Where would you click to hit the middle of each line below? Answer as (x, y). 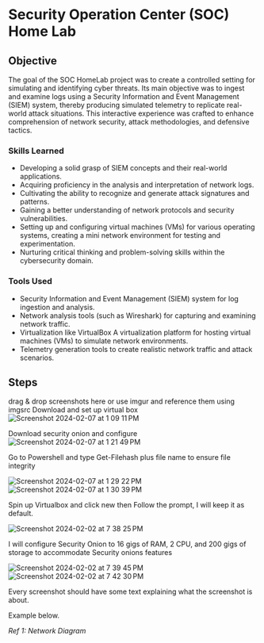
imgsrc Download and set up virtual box (73, 410)
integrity (22, 466)
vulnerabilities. (44, 219)
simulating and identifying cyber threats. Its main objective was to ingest (126, 88)
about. (19, 600)
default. (21, 514)
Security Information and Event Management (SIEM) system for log (129, 298)
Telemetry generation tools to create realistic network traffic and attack (136, 349)
